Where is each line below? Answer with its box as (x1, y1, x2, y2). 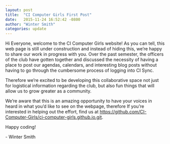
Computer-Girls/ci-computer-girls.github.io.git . (5, 114, 104, 120)
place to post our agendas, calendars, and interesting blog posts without (5, 62, 157, 68)
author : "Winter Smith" (5, 21, 56, 27)
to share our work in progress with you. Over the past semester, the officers (5, 51, 164, 57)
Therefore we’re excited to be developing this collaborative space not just (5, 77, 159, 83)
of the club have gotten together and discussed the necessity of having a (5, 56, 158, 63)
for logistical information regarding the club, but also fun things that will (5, 82, 155, 89)
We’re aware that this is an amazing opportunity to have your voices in (5, 98, 152, 104)
